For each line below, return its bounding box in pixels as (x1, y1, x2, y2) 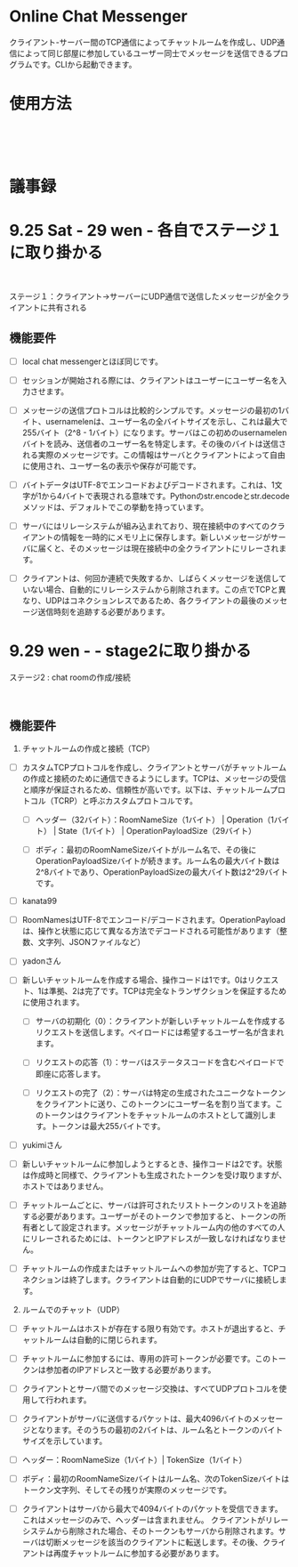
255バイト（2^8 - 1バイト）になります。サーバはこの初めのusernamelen (21, 427, 287, 438)
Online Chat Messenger (9, 6, 189, 27)
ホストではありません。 (21, 1181, 109, 1191)
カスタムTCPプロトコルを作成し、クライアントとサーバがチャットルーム (21, 762, 287, 772)
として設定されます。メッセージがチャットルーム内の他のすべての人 (37, 1222, 286, 1232)
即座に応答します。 (35, 1068, 106, 1078)
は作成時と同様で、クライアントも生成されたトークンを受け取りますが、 (21, 1169, 287, 1180)
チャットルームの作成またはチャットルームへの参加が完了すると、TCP (21, 1263, 278, 1273)
